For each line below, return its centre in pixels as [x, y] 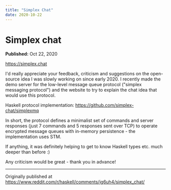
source [13, 79]
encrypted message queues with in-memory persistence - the [70, 131]
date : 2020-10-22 [24, 15]
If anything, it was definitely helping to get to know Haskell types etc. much [84, 147]
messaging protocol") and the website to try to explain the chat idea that [81, 90]
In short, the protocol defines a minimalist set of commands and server [79, 121]
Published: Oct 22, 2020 [31, 54]
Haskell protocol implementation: [40, 105]
